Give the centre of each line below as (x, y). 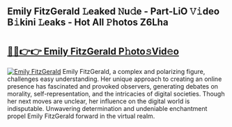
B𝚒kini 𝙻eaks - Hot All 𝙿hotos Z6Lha (88, 23)
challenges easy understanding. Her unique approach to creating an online (115, 79)
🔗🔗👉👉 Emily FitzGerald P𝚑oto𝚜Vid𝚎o (93, 51)
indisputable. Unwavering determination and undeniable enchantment (107, 109)
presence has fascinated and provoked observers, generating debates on (113, 86)
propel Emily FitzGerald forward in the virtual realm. (81, 116)
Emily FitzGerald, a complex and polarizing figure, (134, 72)
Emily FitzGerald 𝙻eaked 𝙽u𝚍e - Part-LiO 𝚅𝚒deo (114, 12)
